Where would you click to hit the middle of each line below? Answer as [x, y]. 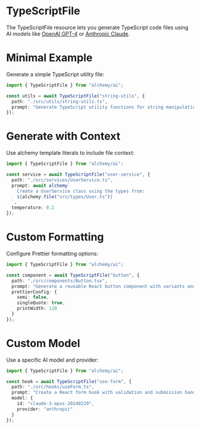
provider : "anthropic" [45, 409]
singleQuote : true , [41, 303]
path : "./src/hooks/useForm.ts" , [53, 387]
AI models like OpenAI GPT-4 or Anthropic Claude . [68, 33]
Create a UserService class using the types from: [81, 191]
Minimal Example [49, 58]
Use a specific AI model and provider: [52, 360]
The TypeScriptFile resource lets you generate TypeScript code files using [97, 27]
